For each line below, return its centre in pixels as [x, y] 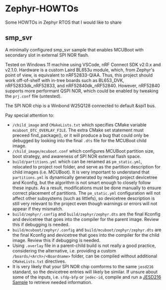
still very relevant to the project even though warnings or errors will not [85, 204]
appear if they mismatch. [38, 208]
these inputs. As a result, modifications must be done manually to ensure [87, 188]
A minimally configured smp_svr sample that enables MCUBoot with [74, 49]
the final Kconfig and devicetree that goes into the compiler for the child [86, 235]
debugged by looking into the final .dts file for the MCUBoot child [80, 140]
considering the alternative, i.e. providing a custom [64, 250]
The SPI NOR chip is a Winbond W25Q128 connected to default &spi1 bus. [81, 105]
